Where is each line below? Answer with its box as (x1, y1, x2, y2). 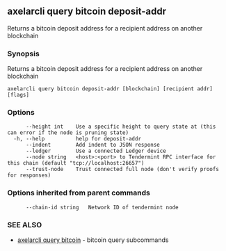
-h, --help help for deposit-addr (13, 136, 141, 143)
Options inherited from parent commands (7, 188, 151, 197)
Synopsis (7, 49, 40, 58)
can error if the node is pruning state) (7, 129, 129, 136)
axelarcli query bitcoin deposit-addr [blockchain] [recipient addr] (7, 86, 213, 92)
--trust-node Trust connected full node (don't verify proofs (25, 166, 219, 173)
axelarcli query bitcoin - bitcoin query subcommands (17, 236, 169, 244)
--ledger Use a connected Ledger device (25, 147, 167, 155)
